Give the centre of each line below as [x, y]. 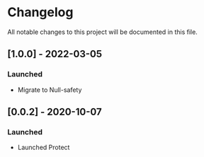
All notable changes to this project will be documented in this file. [103, 32]
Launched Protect [44, 147]
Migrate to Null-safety [50, 90]
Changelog [40, 12]
